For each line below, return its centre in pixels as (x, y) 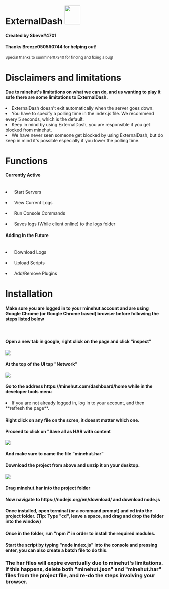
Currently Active (23, 175)
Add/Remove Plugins (36, 273)
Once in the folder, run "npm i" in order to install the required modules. (80, 533)
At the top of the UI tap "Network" (41, 364)
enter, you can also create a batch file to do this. (57, 550)
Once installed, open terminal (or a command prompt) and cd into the (79, 511)
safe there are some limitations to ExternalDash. (57, 97)
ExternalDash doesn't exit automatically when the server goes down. (83, 108)
